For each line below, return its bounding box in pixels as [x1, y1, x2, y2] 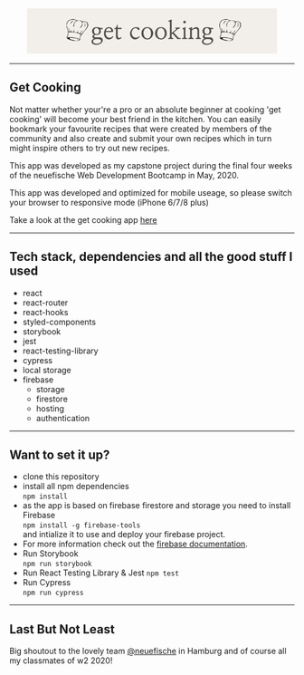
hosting [35, 402, 65, 414]
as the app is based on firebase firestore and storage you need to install [22, 500, 291, 511]
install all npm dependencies [22, 481, 129, 492]
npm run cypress [22, 588, 84, 598]
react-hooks [22, 306, 69, 317]
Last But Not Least [9, 622, 115, 637]
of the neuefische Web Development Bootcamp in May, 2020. [9, 169, 240, 180]
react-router [22, 297, 69, 308]
